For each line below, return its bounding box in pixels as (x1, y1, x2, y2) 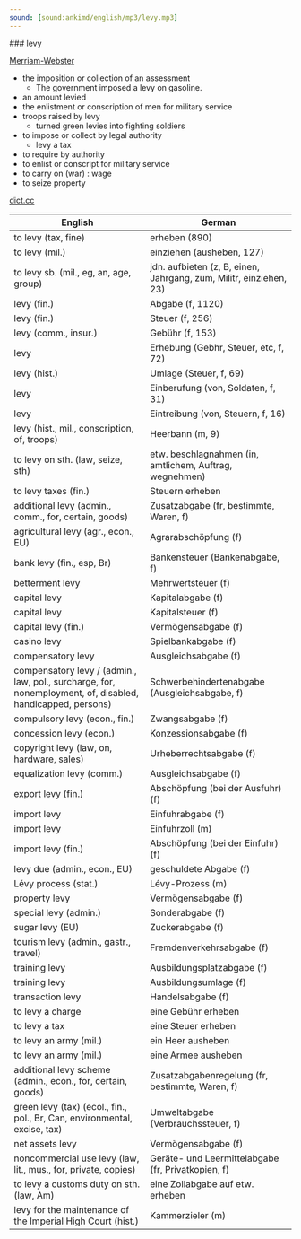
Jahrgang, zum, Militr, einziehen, (149, 271, 288, 284)
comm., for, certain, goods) (13, 510, 128, 523)
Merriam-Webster (9, 55, 75, 65)
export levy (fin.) (13, 787, 84, 799)
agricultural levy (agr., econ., (13, 525, 134, 537)
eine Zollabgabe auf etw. (149, 1177, 254, 1190)
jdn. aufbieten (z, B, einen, (149, 260, 260, 273)
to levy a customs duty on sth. (13, 1177, 141, 1190)
